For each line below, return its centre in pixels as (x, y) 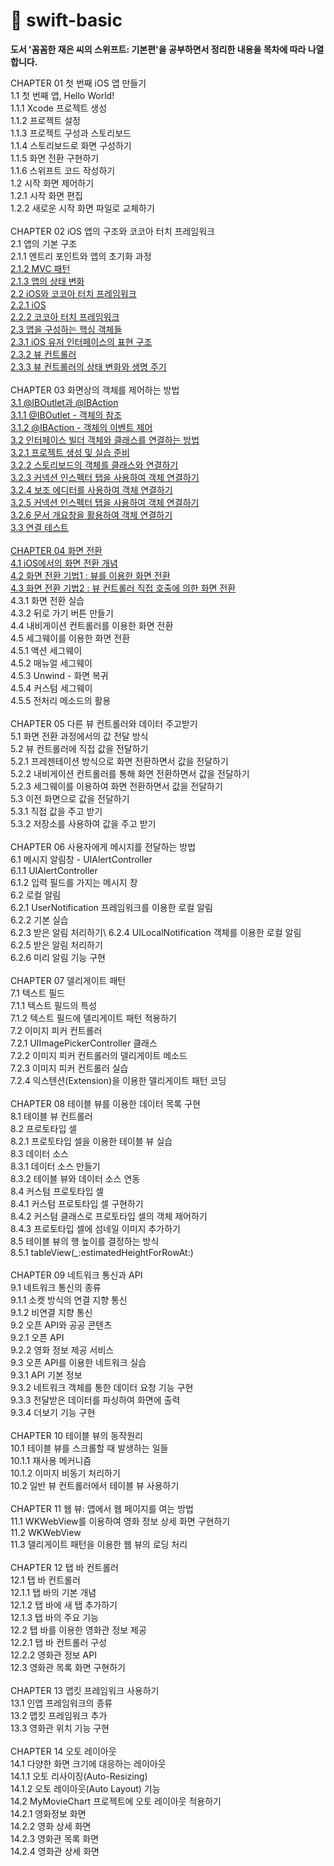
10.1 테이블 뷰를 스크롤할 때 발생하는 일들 (89, 1448)
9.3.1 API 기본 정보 (46, 1375)
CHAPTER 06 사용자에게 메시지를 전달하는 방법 (103, 846)
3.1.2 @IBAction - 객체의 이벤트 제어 (81, 427)
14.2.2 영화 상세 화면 (51, 1826)
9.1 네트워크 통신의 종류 (56, 1287)
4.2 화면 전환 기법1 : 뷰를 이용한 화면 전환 (90, 575)
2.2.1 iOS (28, 305)
